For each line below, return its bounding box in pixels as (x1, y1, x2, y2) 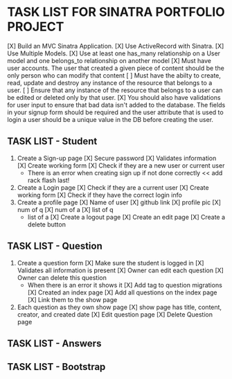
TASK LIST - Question (7, 240, 102, 252)
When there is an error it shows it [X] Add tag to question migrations (27, 281, 223, 289)
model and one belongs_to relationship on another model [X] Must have (7, 56, 212, 64)
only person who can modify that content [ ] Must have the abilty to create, (7, 71, 222, 80)
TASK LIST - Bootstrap (7, 361, 106, 373)
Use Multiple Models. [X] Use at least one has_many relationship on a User (7, 49, 220, 58)
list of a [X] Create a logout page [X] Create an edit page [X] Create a (27, 213, 226, 221)
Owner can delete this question (17, 273, 107, 281)
